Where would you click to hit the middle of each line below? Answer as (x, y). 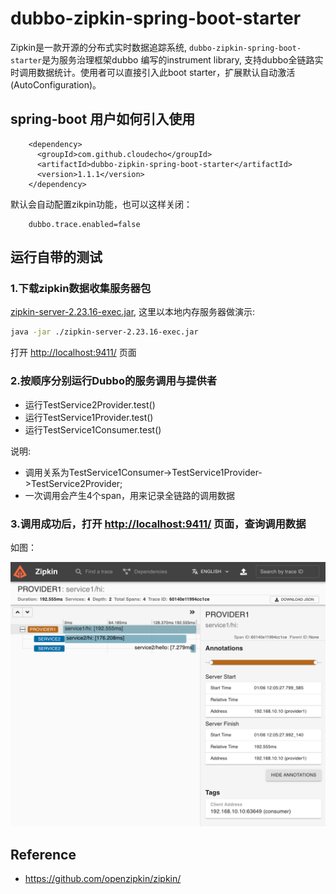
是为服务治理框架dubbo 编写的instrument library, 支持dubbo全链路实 (182, 59)
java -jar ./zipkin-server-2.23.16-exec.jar (104, 332)
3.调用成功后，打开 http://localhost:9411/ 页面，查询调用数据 (158, 524)
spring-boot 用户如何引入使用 (103, 119)
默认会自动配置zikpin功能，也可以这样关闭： (101, 204)
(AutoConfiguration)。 (56, 84)
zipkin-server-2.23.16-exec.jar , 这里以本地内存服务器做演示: (133, 312)
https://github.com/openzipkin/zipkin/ (103, 878)
